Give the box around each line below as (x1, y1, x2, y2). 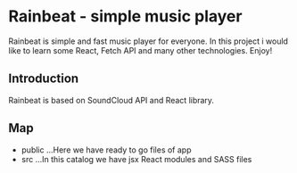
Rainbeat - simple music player (8, 6, 243, 27)
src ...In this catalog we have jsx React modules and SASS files (21, 153, 252, 164)
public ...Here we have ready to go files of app (21, 144, 192, 155)
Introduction (8, 71, 79, 86)
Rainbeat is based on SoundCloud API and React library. (8, 95, 215, 105)
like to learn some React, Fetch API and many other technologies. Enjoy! (8, 45, 273, 55)
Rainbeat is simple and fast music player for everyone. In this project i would (8, 36, 289, 46)
